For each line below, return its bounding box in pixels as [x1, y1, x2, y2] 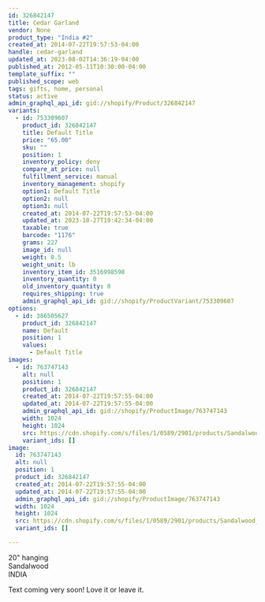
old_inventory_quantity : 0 [22, 283, 111, 291]
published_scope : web [8, 77, 80, 85]
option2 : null [22, 195, 69, 203]
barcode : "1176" [22, 232, 77, 240]
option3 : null [22, 202, 69, 210]
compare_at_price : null [22, 165, 101, 173]
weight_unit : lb [22, 261, 77, 269]
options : [8, 304, 37, 312]
